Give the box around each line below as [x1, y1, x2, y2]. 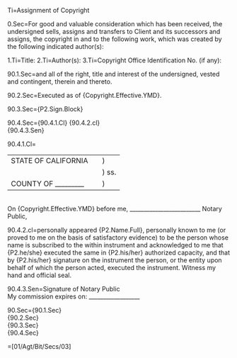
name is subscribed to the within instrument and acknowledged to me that [7, 241, 224, 249]
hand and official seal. [7, 271, 72, 279]
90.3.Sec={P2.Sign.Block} [7, 105, 83, 113]
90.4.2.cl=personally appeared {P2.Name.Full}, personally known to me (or [7, 226, 226, 234]
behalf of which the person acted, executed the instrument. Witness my [7, 264, 216, 272]
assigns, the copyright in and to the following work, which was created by [7, 35, 222, 43]
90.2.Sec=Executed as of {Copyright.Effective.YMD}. [7, 91, 162, 99]
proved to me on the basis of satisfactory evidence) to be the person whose [7, 233, 229, 242]
